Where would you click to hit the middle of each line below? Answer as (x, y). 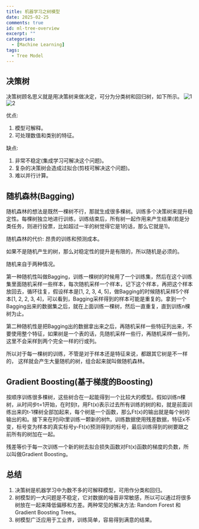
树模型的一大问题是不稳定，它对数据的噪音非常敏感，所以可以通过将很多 (103, 497)
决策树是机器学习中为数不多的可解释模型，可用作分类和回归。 (90, 490)
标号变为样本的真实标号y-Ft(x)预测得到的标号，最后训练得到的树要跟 (100, 427)
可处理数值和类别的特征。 (46, 136)
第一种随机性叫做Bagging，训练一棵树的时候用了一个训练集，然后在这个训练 (99, 277)
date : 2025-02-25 (28, 17)
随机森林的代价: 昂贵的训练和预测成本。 (54, 239)
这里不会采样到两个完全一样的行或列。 (53, 341)
